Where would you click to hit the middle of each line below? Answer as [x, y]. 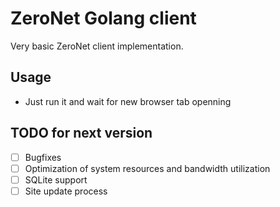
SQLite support [56, 179]
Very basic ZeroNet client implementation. [97, 46]
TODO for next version [81, 133]
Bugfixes [43, 157]
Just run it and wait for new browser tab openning [128, 101]
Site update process [66, 191]
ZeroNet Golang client [103, 18]
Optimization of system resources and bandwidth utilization [147, 168]
